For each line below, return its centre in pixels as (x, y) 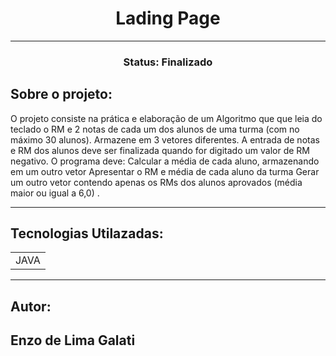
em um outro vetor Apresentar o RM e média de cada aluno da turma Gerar (165, 171)
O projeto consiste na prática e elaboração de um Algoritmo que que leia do (166, 118)
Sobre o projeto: (61, 94)
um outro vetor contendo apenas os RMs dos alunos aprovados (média (156, 182)
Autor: (31, 306)
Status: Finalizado (168, 62)
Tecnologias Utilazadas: (87, 233)
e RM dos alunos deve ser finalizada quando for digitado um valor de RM (160, 150)
